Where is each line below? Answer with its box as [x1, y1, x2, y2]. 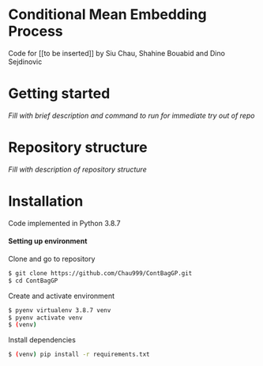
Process [8, 22, 63, 40]
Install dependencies [8, 335, 77, 345]
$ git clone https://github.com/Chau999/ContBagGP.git [8, 269, 193, 277]
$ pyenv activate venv [8, 314, 83, 322]
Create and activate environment [8, 291, 115, 300]
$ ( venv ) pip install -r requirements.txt [8, 350, 150, 359]
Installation [8, 192, 84, 210]
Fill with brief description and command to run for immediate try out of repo [8, 111, 255, 120]
